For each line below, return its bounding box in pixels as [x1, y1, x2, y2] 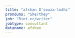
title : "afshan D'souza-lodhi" [5, 7, 70, 12]
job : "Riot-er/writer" [5, 16, 52, 21]
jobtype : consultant [5, 21, 48, 26]
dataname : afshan [5, 26, 41, 31]
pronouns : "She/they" [5, 12, 50, 17]
